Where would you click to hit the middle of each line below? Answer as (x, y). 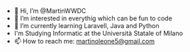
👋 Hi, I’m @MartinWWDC (50, 11)
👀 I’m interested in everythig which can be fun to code (93, 18)
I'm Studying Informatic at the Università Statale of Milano (98, 33)
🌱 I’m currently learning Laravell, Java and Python (86, 26)
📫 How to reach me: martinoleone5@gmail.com (84, 41)
